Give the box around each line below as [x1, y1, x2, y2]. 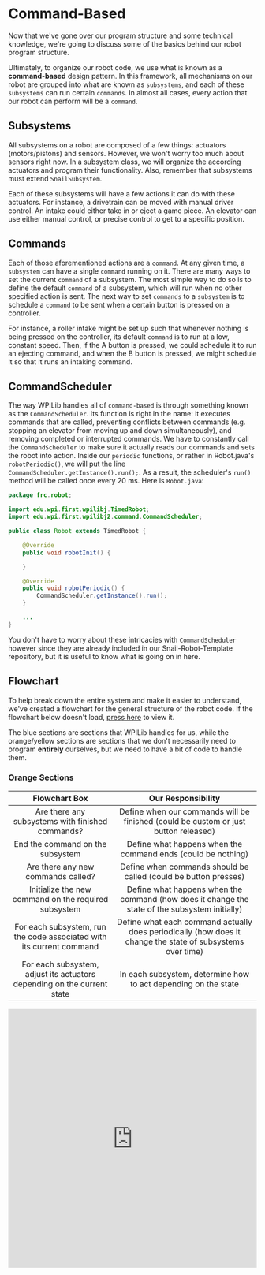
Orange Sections [8, 772, 74, 783]
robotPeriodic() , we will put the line [8, 459, 126, 469]
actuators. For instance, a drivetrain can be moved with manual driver [8, 197, 234, 207]
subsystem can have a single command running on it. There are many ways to [8, 266, 251, 276]
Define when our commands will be [119, 806, 250, 817]
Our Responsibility [148, 792, 221, 803]
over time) [165, 945, 203, 956]
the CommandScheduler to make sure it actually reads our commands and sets [8, 442, 255, 452]
